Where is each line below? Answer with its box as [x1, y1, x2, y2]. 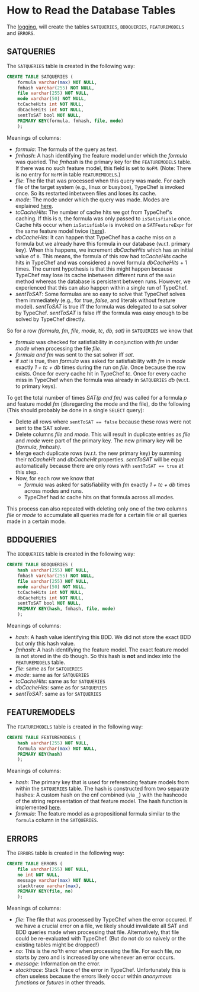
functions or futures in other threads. [15, 979, 106, 986]
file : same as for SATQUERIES [15, 665, 83, 672]
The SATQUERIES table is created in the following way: [7, 62, 135, 69]
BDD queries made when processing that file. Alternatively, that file [15, 929, 179, 936]
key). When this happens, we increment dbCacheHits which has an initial [15, 246, 194, 253]
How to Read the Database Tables [7, 4, 176, 17]
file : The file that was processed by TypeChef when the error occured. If [15, 916, 192, 923]
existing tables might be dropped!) [15, 941, 99, 948]
